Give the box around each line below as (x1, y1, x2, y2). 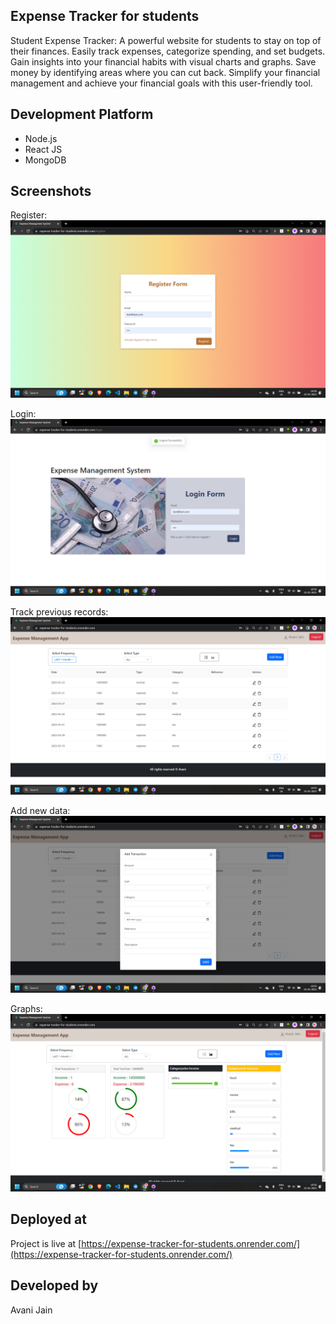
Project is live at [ (10, 1237, 82, 1249)
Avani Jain (10, 1304, 53, 1316)
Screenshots (10, 183, 92, 200)
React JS (24, 143, 63, 155)
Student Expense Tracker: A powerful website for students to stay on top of (10, 34, 322, 46)
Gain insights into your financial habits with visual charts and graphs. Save (10, 55, 317, 68)
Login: (10, 407, 37, 419)
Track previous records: (10, 606, 109, 618)
